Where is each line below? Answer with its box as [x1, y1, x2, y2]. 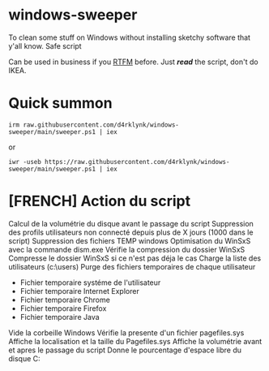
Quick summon [8, 94, 113, 113]
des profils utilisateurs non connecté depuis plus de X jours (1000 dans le [8, 227, 254, 237]
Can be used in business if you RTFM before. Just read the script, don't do [8, 57, 258, 67]
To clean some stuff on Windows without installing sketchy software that [8, 32, 251, 42]
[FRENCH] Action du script [8, 192, 191, 210]
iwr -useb [8, 157, 42, 166]
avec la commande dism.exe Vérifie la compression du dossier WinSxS [8, 244, 246, 254]
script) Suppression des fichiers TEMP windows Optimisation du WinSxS [8, 235, 251, 245]
